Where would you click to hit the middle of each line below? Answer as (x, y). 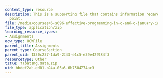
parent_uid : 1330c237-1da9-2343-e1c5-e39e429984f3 (57, 55)
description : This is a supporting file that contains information (75, 14)
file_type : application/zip (33, 28)
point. (16, 18)
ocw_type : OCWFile (24, 41)
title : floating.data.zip (31, 63)
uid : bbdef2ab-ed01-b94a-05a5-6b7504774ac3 (50, 68)
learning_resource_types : (31, 32)
